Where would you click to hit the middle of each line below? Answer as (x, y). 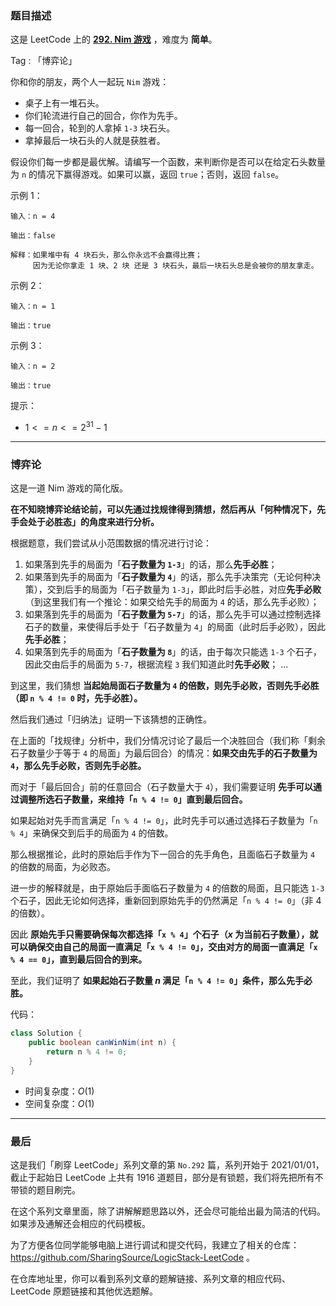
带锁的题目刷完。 (45, 1189)
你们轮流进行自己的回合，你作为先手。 (103, 116)
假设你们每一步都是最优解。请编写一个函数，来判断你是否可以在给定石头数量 (168, 162)
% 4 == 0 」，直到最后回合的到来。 (79, 959)
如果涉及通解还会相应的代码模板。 (80, 1223)
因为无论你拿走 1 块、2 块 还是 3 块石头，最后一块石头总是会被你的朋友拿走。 (175, 266)
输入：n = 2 (33, 367)
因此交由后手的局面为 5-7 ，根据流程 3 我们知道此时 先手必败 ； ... (156, 664)
